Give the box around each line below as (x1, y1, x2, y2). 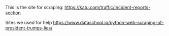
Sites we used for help (5, 20, 52, 25)
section (5, 10, 21, 16)
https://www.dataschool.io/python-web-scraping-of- (53, 20, 164, 25)
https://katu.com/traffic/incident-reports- (64, 5, 151, 10)
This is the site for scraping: (5, 5, 63, 10)
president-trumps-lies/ (5, 25, 53, 31)
